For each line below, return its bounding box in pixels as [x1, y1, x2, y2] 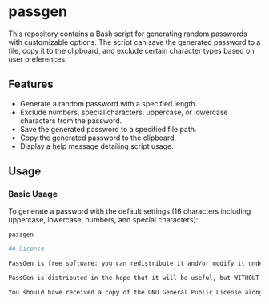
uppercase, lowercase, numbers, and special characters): [8, 215, 199, 225]
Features [8, 78, 54, 91]
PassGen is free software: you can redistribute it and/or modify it [8, 259, 246, 268]
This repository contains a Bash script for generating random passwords [8, 29, 247, 38]
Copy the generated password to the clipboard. [19, 133, 177, 142]
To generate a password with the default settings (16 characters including [8, 206, 251, 216]
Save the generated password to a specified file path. [19, 124, 197, 134]
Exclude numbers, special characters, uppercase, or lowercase [19, 107, 228, 117]
